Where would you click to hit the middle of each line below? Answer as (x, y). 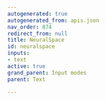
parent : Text (26, 79)
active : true (26, 66)
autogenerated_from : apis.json (53, 20)
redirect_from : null (38, 33)
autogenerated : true (38, 14)
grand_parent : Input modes (47, 73)
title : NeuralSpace (36, 40)
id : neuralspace (31, 46)
